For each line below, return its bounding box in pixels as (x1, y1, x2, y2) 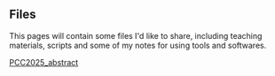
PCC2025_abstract (9, 57, 79, 67)
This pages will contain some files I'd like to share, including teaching (9, 30, 263, 41)
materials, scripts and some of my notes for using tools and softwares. (9, 40, 267, 50)
